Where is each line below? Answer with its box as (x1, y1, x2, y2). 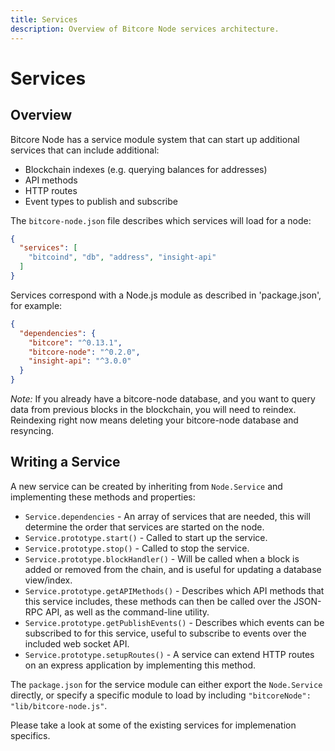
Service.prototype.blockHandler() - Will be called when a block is (24, 552, 300, 565)
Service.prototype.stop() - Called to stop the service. (24, 542, 250, 554)
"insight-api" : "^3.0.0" (28, 356, 132, 366)
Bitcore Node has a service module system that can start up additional (10, 133, 300, 145)
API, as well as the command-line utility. (44, 606, 210, 618)
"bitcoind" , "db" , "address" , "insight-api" (28, 252, 217, 263)
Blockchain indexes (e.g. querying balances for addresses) (24, 163, 268, 175)
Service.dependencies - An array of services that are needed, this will (24, 510, 311, 522)
